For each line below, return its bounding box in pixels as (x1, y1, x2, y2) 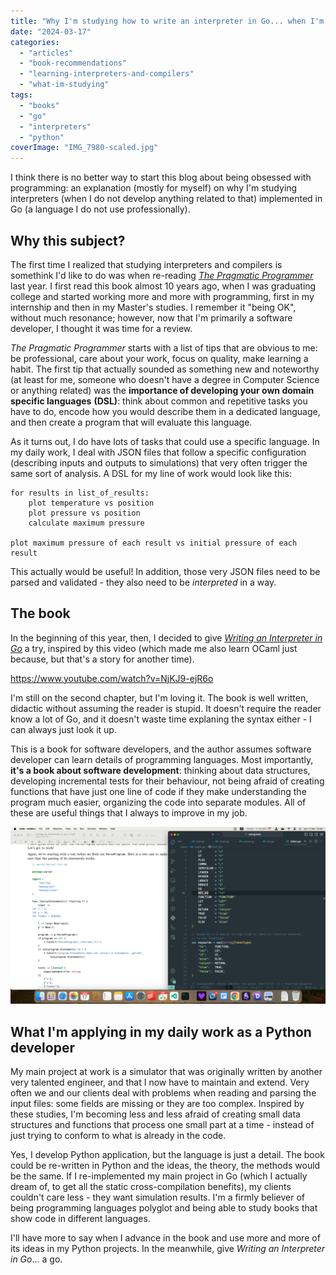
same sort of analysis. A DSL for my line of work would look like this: (10, 467, 293, 479)
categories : (10, 37, 60, 47)
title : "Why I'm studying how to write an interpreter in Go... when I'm (10, 16, 325, 26)
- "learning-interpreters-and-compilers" (19, 69, 195, 79)
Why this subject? (10, 232, 126, 249)
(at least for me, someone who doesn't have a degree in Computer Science (10, 373, 320, 385)
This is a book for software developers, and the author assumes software (10, 743, 312, 755)
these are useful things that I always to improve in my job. (10, 806, 248, 819)
